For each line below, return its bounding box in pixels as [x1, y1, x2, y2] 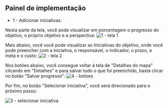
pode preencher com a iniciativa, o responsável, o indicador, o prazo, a [5, 47, 152, 53]
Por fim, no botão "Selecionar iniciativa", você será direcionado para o [5, 82, 150, 88]
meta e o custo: [5, 52, 38, 58]
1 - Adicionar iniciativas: [12, 17, 62, 23]
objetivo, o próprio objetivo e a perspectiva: [5, 32, 95, 38]
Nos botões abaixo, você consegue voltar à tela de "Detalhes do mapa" [5, 62, 153, 68]
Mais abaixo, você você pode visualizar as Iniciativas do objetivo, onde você [5, 42, 163, 48]
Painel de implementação [5, 4, 86, 12]
